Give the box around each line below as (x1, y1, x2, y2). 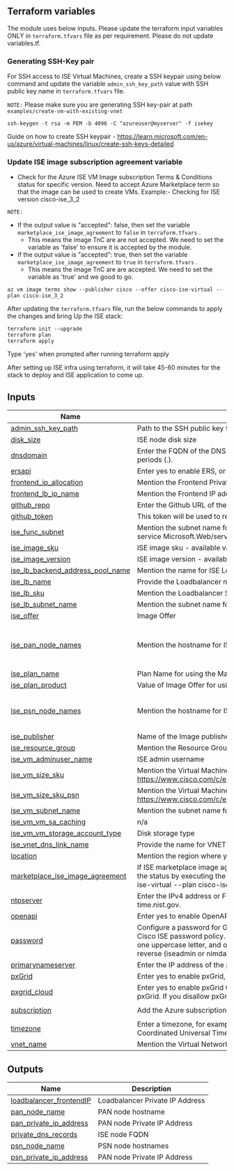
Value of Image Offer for (136, 680, 216, 690)
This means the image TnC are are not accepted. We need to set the (27, 236, 224, 244)
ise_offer (10, 611, 40, 621)
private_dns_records (10, 1130, 78, 1140)
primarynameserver (10, 960, 75, 970)
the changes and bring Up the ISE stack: (7, 312, 123, 320)
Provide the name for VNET (136, 840, 226, 849)
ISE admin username (136, 755, 205, 764)
